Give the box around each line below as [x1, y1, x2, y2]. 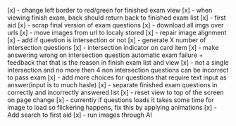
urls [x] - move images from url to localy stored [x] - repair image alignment [7, 28, 227, 37]
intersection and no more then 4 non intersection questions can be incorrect [7, 66, 229, 74]
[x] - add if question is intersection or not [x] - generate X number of [7, 36, 206, 44]
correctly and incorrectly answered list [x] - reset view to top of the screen [7, 88, 224, 96]
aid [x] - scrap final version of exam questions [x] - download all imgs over [7, 21, 224, 29]
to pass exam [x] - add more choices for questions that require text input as [7, 73, 227, 82]
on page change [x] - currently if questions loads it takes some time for [7, 96, 214, 104]
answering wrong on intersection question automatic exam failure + [7, 51, 204, 59]
